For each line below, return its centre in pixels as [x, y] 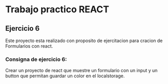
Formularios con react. [29, 46]
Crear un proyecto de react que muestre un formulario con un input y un [81, 71]
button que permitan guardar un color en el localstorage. [65, 76]
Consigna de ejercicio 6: [36, 59]
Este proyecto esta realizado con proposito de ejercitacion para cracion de [84, 40]
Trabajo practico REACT [57, 9]
